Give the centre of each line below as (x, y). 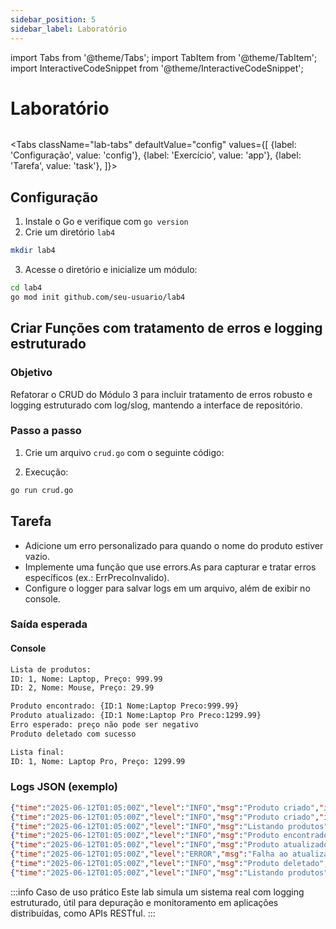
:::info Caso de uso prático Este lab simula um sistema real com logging (157, 892)
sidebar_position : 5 (53, 19)
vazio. (37, 556)
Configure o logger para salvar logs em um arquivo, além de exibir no (167, 588)
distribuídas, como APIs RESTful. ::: (83, 913)
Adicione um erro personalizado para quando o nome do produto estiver (174, 545)
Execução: (46, 472)
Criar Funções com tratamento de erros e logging (166, 328)
